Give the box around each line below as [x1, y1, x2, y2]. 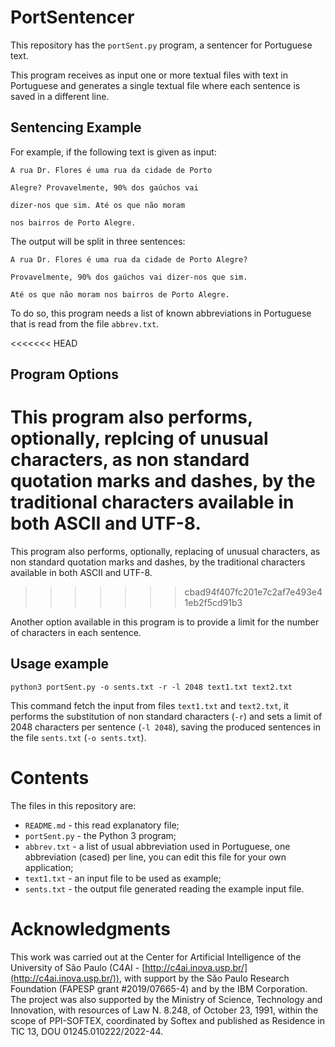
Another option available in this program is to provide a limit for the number [10, 616, 320, 628]
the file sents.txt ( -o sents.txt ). [10, 731, 147, 743]
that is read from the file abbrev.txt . [10, 317, 160, 330]
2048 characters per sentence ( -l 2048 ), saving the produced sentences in [10, 721, 321, 733]
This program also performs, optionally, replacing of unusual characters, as [10, 546, 321, 558]
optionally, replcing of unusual [10, 427, 269, 450]
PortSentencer [10, 6, 135, 29]
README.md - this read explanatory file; [24, 819, 180, 831]
